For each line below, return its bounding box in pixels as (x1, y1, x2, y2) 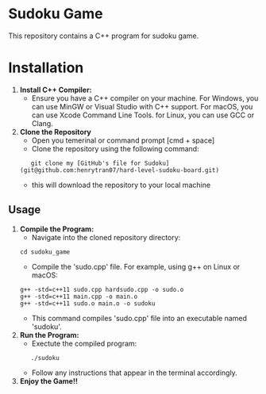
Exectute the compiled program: (31, 339, 137, 348)
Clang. (31, 118, 53, 128)
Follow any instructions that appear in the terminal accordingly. (31, 368, 238, 377)
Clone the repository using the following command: (31, 143, 200, 153)
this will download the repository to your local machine (31, 180, 211, 189)
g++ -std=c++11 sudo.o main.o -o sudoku (19, 299, 156, 308)
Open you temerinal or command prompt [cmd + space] (31, 136, 215, 145)
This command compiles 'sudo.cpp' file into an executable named (31, 313, 248, 323)
